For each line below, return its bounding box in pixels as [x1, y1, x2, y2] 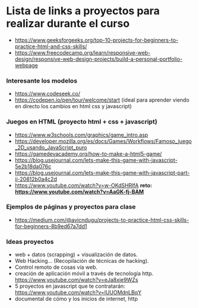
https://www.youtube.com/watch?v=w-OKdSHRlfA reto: [14, 181, 153, 188]
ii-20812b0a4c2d [14, 175, 58, 183]
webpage [14, 61, 39, 69]
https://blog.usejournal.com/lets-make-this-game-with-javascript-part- [14, 169, 190, 176]
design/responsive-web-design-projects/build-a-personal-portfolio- [14, 55, 183, 62]
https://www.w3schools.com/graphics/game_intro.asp [14, 131, 149, 138]
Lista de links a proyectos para [6, 4, 160, 18]
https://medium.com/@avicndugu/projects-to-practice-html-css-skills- [14, 216, 189, 224]
